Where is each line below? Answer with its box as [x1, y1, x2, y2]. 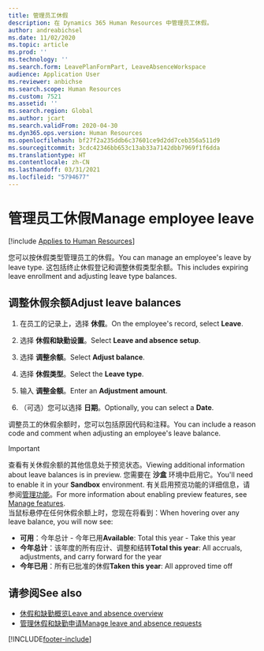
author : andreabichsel [8, 26, 83, 34]
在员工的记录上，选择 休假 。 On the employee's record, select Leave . [19, 318, 244, 328]
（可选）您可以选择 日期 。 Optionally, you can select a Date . [19, 402, 214, 412]
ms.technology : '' [8, 56, 69, 64]
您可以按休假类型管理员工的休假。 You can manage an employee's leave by [8, 252, 252, 262]
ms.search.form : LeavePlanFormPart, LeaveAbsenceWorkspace [8, 63, 206, 71]
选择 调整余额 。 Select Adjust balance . [19, 352, 146, 362]
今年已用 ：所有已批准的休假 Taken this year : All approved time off [19, 561, 233, 570]
